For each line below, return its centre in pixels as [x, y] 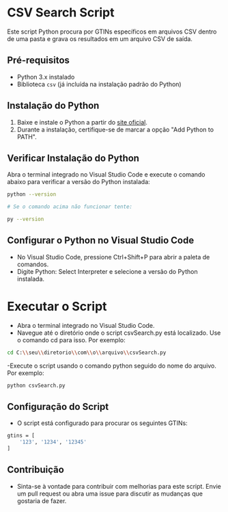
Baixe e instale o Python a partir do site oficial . [82, 122]
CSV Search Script [61, 13]
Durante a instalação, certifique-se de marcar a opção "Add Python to [115, 129]
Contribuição [36, 470]
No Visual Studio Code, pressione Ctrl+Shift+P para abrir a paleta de [113, 257]
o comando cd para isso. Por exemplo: [71, 340]
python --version [32, 194]
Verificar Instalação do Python [73, 158]
